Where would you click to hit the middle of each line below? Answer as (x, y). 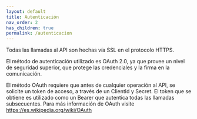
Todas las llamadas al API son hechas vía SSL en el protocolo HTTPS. (90, 50)
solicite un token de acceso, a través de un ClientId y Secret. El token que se (99, 91)
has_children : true (30, 28)
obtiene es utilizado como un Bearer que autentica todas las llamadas (90, 98)
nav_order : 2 (22, 22)
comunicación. (24, 74)
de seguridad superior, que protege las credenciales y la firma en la (88, 67)
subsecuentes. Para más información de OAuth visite (70, 104)
